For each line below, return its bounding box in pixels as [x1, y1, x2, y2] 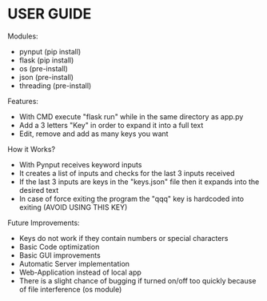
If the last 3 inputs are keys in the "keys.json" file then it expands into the [18, 177, 260, 187]
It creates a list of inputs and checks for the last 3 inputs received [18, 168, 235, 178]
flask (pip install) [18, 55, 74, 65]
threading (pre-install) [18, 81, 92, 90]
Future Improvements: [7, 218, 81, 227]
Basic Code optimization [18, 242, 100, 251]
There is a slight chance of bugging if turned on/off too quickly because [18, 275, 257, 285]
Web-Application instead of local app [18, 267, 141, 277]
